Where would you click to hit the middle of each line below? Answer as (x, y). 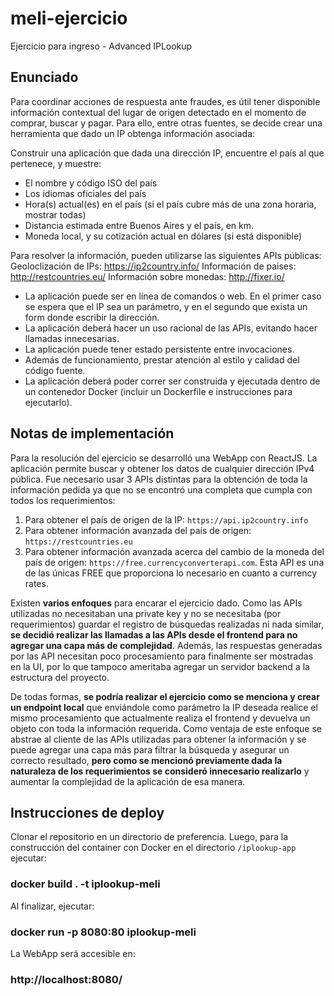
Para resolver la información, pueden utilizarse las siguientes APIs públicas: (166, 255)
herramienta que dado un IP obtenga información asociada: (133, 133)
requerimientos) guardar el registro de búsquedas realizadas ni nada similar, (167, 624)
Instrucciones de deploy (87, 812)
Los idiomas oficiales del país (85, 193)
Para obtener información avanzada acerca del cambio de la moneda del (174, 551)
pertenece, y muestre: (56, 163)
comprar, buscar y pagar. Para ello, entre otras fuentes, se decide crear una (166, 123)
